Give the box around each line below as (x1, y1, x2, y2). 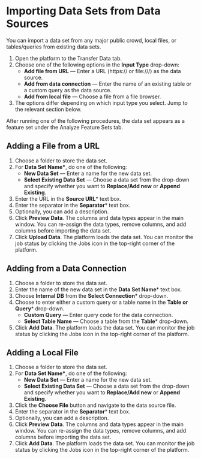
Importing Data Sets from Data (6, 4, 161, 18)
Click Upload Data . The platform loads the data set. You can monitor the (14, 233, 194, 240)
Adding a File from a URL (6, 141, 100, 151)
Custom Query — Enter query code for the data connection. (23, 311, 173, 318)
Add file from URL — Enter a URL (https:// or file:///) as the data (23, 67, 181, 74)
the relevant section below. (14, 105, 82, 113)
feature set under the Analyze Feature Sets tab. (6, 123, 124, 131)
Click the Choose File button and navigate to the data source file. (14, 401, 176, 409)
